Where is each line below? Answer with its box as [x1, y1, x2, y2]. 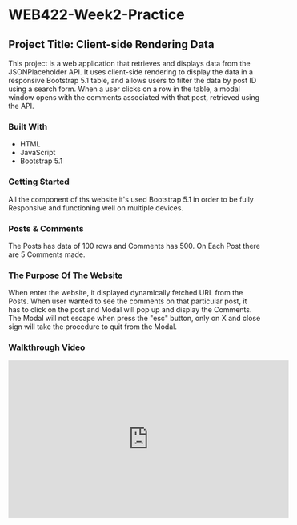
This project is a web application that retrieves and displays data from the [8, 58, 251, 68]
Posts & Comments [8, 222, 84, 234]
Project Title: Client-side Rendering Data [8, 38, 215, 51]
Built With [8, 121, 48, 132]
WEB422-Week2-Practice [8, 6, 186, 24]
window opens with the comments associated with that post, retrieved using [8, 93, 260, 102]
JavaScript [19, 148, 56, 158]
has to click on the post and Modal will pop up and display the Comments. [8, 305, 252, 315]
